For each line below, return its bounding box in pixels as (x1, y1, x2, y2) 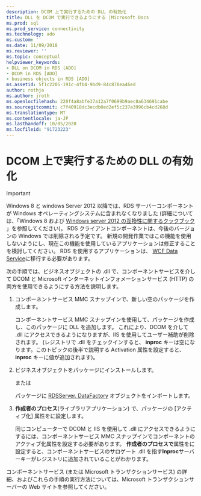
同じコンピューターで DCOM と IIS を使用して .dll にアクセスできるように (14, 425, 196, 432)
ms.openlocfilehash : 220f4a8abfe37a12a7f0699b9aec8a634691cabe (6, 98, 169, 104)
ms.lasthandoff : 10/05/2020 (6, 121, 77, 127)
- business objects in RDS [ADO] (6, 76, 90, 82)
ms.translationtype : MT (6, 110, 66, 116)
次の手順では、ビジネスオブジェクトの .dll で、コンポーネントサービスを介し (6, 268, 196, 275)
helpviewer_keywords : (6, 59, 61, 65)
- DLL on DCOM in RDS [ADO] (6, 64, 77, 71)
